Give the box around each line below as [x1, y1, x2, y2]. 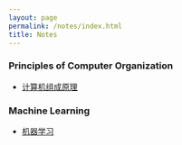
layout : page [8, 13, 58, 23]
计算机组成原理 [21, 81, 78, 92]
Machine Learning [8, 104, 91, 117]
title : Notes [8, 30, 58, 39]
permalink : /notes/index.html [8, 22, 123, 31]
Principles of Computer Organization [8, 59, 174, 72]
